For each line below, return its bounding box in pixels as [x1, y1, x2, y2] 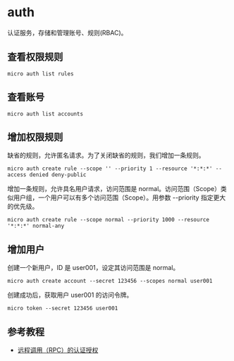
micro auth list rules [7, 70, 74, 78]
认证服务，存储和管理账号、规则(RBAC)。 [7, 28, 128, 37]
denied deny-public [29, 171, 87, 178]
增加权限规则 [7, 131, 63, 143]
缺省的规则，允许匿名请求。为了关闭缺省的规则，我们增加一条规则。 [7, 151, 205, 159]
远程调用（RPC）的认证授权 [17, 346, 99, 354]
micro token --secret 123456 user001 [7, 305, 118, 312]
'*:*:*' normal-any [7, 223, 65, 230]
